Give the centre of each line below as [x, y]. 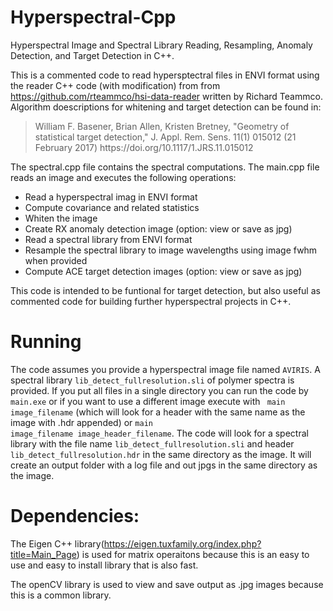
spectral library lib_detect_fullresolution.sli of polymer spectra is [152, 380]
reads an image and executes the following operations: [123, 177]
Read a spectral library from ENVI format [108, 239]
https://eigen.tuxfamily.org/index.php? [182, 543]
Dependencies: [75, 516]
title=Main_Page [43, 554]
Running [46, 342]
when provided [56, 260]
